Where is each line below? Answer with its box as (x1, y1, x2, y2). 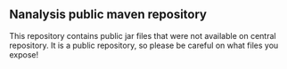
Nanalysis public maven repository (9, 7, 208, 22)
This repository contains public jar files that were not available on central (9, 30, 276, 41)
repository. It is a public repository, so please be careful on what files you (9, 40, 279, 50)
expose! (9, 49, 39, 60)
